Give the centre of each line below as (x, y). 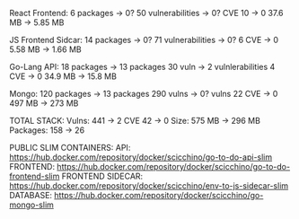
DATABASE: (31, 195)
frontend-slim (35, 176)
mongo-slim (31, 205)
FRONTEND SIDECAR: (102, 176)
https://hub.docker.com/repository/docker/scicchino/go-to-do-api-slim (141, 157)
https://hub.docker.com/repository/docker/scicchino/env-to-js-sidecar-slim (149, 186)
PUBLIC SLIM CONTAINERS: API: (70, 148)
